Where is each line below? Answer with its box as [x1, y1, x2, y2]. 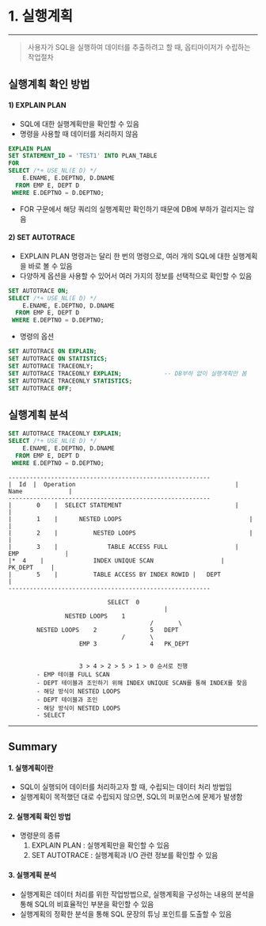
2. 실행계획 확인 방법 [8, 811, 71, 821]
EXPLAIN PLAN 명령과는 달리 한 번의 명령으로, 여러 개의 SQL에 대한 [19, 251, 231, 261]
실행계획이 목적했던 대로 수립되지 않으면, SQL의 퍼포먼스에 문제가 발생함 [19, 792, 243, 802]
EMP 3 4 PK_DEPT [78, 639, 190, 648]
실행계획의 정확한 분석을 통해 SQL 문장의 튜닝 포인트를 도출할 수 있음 [19, 909, 232, 919]
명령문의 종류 [19, 831, 61, 840]
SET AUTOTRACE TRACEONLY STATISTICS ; [8, 377, 133, 385]
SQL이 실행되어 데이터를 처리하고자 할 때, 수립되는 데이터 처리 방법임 [19, 782, 232, 792]
